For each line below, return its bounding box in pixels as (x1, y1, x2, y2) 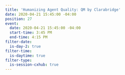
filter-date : (5, 39, 32, 44)
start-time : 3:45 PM (9, 30, 52, 35)
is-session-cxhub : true (9, 62, 59, 67)
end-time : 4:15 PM (9, 35, 48, 40)
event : (5, 21, 19, 26)
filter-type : (5, 58, 32, 63)
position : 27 (5, 16, 32, 21)
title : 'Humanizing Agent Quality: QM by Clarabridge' (5, 7, 121, 12)
